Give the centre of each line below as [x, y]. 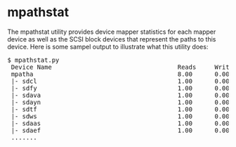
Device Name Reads [104, 67]
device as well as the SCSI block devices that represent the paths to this [112, 39]
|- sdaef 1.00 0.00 [120, 130]
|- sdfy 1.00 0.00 [120, 88]
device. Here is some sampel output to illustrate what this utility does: [108, 46]
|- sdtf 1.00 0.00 [120, 109]
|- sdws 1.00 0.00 [120, 116]
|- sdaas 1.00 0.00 [120, 123]
